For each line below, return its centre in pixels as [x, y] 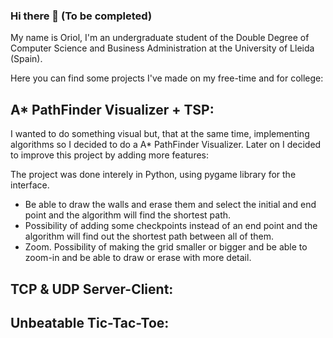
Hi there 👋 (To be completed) [81, 16]
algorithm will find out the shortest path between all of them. [149, 236]
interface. [30, 185]
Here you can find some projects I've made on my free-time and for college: [167, 78]
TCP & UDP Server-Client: [92, 289]
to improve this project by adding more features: [110, 155]
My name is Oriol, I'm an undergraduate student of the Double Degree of [160, 38]
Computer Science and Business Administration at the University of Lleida [162, 48]
